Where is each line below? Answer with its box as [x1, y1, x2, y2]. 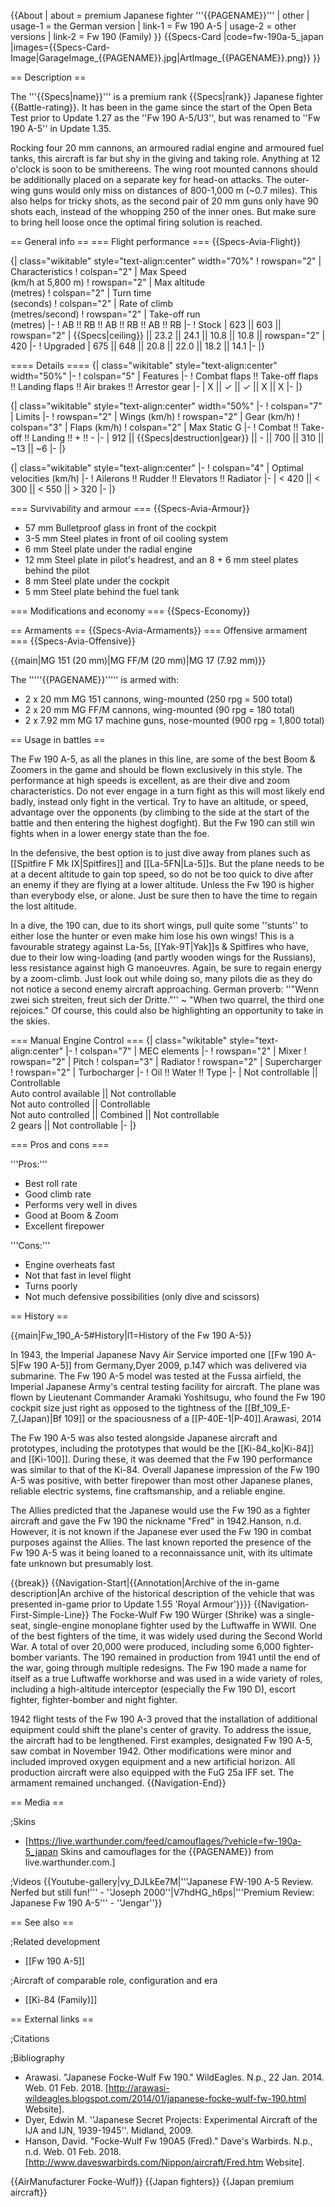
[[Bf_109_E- [244, 1402, 292, 1414]
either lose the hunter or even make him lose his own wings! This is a [10, 930, 295, 942]
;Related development [10, 1936, 101, 1947]
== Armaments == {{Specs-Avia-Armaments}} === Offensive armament [10, 625, 308, 636]
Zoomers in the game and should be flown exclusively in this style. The [10, 764, 303, 775]
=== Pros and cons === [10, 1139, 110, 1150]
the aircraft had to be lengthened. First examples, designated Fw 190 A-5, [10, 1735, 313, 1746]
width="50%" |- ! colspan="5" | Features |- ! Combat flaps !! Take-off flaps [10, 370, 319, 382]
